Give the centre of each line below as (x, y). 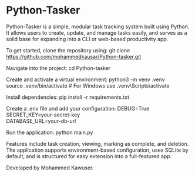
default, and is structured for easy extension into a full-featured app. (89, 156)
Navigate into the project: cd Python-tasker (58, 68)
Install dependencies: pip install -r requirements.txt (68, 97)
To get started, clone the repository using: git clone (68, 50)
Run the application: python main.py (50, 132)
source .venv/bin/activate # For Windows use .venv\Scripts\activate (88, 85)
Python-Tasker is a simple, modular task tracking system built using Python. (98, 26)
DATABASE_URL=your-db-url (41, 121)
